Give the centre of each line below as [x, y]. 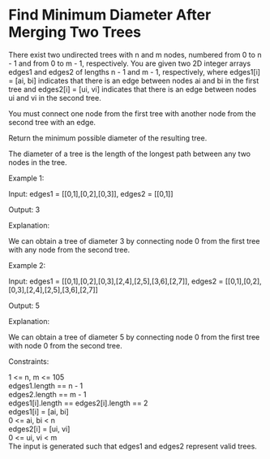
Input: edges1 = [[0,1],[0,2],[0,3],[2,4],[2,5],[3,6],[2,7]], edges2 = [116, 281]
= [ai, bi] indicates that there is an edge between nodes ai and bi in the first [134, 80]
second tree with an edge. [52, 122]
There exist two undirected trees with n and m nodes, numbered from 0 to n [135, 54]
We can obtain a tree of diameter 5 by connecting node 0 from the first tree [134, 337]
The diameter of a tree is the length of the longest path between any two [130, 154]
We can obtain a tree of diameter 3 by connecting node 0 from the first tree [134, 240]
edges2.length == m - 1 [47, 394]
